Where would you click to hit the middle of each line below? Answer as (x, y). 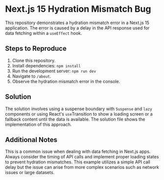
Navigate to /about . (32, 76)
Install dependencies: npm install (46, 65)
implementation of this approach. (38, 124)
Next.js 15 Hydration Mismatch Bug (78, 9)
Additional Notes (31, 139)
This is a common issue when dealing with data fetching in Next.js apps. (78, 151)
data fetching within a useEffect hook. (44, 33)
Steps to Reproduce (36, 48)
